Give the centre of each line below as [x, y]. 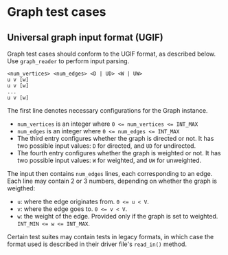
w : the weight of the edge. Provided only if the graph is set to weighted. [117, 216]
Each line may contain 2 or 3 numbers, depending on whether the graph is [112, 181]
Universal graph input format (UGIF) [85, 37]
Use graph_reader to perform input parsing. [68, 61]
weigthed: [21, 188]
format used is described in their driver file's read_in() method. [97, 244]
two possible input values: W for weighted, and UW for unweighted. [109, 160]
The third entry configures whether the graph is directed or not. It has [115, 138]
